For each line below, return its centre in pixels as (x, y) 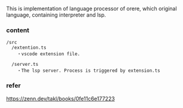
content (18, 30)
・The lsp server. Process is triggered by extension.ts (89, 71)
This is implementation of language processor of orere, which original (91, 9)
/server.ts (25, 65)
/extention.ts (29, 48)
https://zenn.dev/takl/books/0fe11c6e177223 (61, 99)
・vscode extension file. (49, 54)
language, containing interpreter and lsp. (56, 15)
